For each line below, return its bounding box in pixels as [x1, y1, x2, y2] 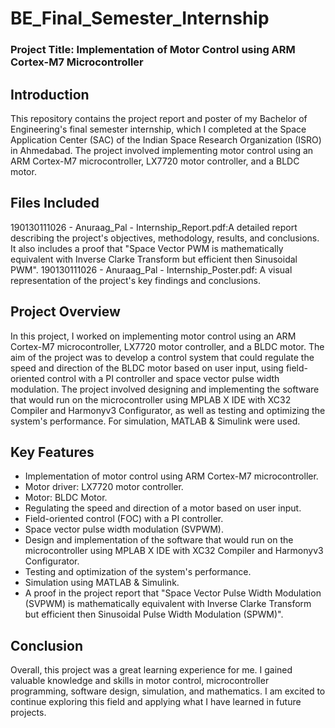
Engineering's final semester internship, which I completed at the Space [10, 123, 307, 135]
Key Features [10, 443, 95, 461]
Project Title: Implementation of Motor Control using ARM [10, 43, 296, 57]
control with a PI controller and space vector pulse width [46, 372, 280, 384]
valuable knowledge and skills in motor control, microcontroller [10, 675, 270, 687]
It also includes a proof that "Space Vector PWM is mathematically [10, 242, 284, 254]
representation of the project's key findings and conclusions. [10, 274, 261, 286]
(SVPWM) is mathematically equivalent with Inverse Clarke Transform [24, 598, 312, 610]
